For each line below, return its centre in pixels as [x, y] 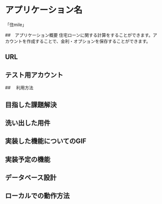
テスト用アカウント [34, 75]
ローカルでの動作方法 [37, 196]
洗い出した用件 [28, 123]
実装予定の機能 [28, 160]
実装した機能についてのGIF [46, 141]
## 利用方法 [19, 88]
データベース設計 [31, 178]
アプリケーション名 [44, 10]
